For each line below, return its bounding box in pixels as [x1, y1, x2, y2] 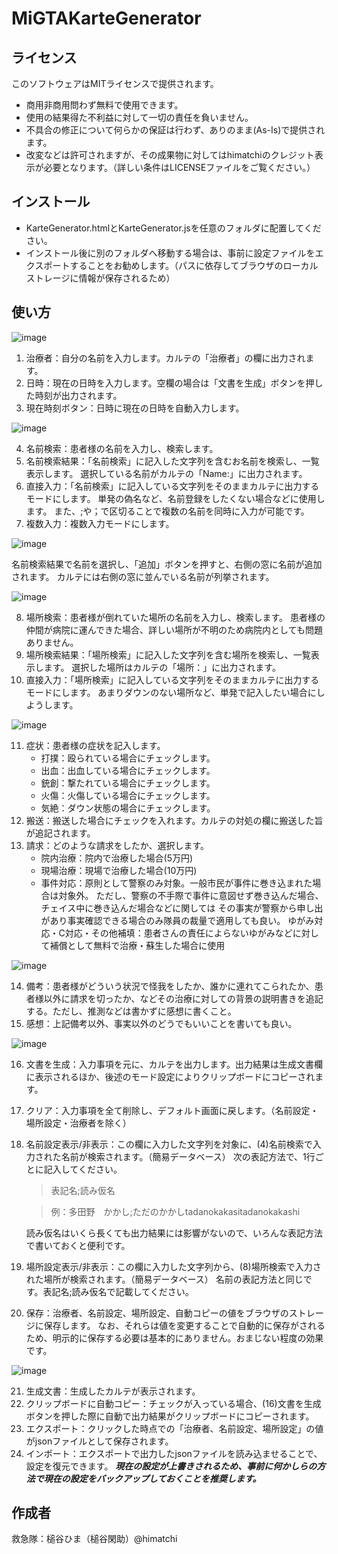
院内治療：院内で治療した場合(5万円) [40, 852, 194, 864]
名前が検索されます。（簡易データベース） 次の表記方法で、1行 [60, 1150, 316, 1162]
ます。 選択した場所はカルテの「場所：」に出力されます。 [43, 661, 281, 673]
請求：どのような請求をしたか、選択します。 [25, 839, 210, 851]
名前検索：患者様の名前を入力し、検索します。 [25, 442, 219, 454]
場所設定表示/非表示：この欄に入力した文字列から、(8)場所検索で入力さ [25, 1260, 322, 1272]
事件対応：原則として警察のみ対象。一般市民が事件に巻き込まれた [40, 877, 313, 889]
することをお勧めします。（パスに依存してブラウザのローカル [69, 259, 319, 271]
